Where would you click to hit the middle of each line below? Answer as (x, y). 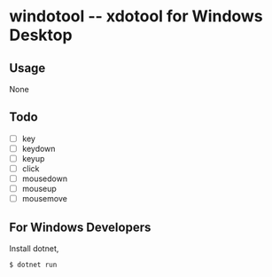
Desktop (41, 35)
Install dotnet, (34, 249)
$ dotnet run (33, 265)
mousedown (45, 178)
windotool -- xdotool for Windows (136, 16)
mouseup (39, 189)
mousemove (45, 199)
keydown (39, 148)
